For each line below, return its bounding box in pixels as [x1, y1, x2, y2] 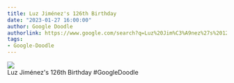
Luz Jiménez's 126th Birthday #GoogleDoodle [7, 68, 139, 76]
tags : [7, 36, 23, 43]
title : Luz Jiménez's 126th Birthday [7, 10, 117, 17]
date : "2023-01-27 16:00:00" [7, 17, 92, 24]
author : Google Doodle [7, 23, 73, 30]
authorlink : [7, 29, 42, 37]
